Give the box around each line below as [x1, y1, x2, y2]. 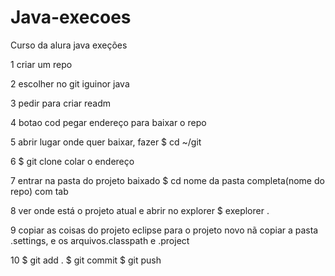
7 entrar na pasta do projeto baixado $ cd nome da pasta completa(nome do [10, 174, 325, 186]
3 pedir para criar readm [10, 97, 112, 109]
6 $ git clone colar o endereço [10, 155, 135, 167]
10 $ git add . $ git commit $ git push [10, 254, 162, 266]
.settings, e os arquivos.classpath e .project [10, 234, 190, 246]
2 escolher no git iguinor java [10, 77, 130, 90]
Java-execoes [10, 6, 132, 29]
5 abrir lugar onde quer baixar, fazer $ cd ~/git [10, 136, 202, 148]
